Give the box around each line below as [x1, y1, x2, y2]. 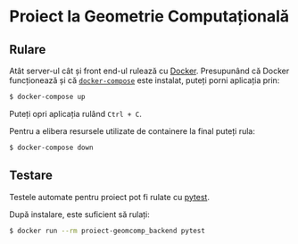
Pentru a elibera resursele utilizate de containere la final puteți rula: [9, 125, 256, 136]
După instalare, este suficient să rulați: [9, 208, 150, 220]
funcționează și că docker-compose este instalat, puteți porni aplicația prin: [9, 75, 280, 86]
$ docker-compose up [9, 92, 87, 101]
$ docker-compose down [9, 143, 94, 152]
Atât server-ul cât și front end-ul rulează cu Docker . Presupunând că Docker [9, 65, 290, 76]
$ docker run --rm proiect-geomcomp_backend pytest [9, 226, 205, 235]
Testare [9, 168, 54, 183]
